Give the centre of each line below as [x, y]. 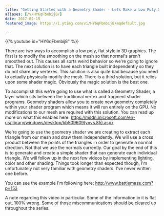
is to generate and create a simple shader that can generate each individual [81, 153]
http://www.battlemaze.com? [124, 183]
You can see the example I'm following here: [50, 183]
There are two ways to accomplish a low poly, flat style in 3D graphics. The [81, 51]
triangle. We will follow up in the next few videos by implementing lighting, [80, 158]
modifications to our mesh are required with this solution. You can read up [80, 112]
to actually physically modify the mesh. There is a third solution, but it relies [81, 77]
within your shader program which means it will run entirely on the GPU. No [81, 107]
